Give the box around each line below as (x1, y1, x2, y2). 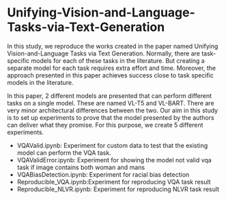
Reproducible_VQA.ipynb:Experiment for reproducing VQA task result (16, 177, 211, 186)
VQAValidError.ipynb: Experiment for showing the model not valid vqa (16, 155, 212, 164)
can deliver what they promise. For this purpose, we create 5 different (7, 121, 203, 129)
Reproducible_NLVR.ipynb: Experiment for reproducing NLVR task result (16, 185, 220, 193)
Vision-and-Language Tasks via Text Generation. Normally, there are (7, 49, 200, 58)
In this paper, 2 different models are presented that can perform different (7, 91, 212, 100)
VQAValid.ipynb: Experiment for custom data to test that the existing (16, 141, 208, 149)
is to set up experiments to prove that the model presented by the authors (7, 113, 214, 121)
